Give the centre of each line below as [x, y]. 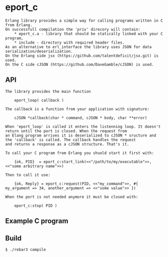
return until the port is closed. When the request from [66, 131]
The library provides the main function [48, 91]
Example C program [37, 221]
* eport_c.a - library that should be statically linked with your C [89, 34]
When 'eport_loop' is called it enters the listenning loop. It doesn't [83, 126]
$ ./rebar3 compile [26, 249]
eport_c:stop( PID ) [36, 206]
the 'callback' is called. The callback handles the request [71, 140]
